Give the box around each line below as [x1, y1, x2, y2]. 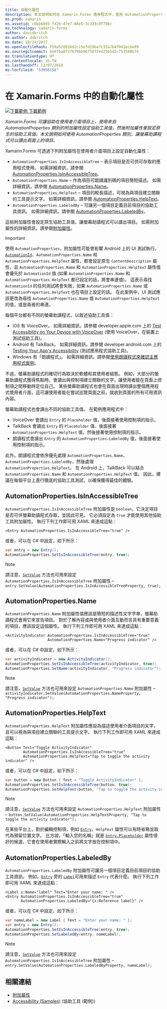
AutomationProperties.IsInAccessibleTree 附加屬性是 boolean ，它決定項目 [5, 505, 158, 511]
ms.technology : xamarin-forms [5, 26, 68, 31]
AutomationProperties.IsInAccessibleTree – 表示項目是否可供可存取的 [12, 158, 157, 165]
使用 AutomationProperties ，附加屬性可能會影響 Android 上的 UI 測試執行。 [5, 245, 159, 251]
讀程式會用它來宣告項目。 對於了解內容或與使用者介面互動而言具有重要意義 [5, 617, 159, 623]
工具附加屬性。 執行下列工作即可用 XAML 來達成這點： [5, 518, 117, 524]
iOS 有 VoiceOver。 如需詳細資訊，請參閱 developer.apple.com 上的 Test [12, 323, 162, 329]
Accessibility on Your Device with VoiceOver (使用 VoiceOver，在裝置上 [12, 329, 160, 335]
